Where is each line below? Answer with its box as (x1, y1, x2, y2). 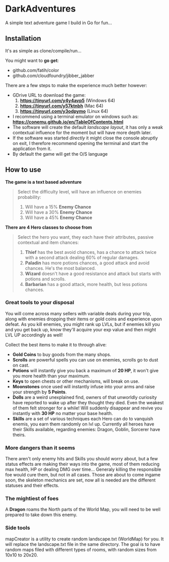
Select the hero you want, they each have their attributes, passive (17, 234, 154, 240)
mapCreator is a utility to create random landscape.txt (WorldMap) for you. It (5, 536, 164, 542)
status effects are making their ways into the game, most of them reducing (5, 461, 160, 467)
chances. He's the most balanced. (25, 265, 96, 271)
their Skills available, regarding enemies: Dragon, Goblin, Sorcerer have (12, 426, 160, 432)
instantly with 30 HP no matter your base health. (12, 410, 113, 416)
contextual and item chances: (17, 239, 79, 245)
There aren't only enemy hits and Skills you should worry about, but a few (5, 456, 158, 462)
